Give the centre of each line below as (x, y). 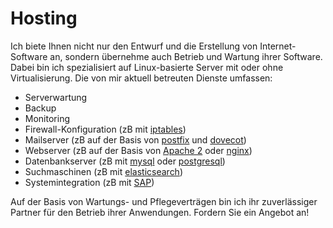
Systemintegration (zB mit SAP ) (89, 182)
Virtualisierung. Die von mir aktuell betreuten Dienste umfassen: (141, 78)
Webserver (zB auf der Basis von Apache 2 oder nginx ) (138, 150)
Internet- (278, 46)
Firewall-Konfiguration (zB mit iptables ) (105, 129)
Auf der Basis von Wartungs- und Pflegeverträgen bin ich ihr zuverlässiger (164, 201)
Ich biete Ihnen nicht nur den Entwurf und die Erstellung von (134, 46)
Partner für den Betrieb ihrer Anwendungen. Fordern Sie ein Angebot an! (160, 212)
